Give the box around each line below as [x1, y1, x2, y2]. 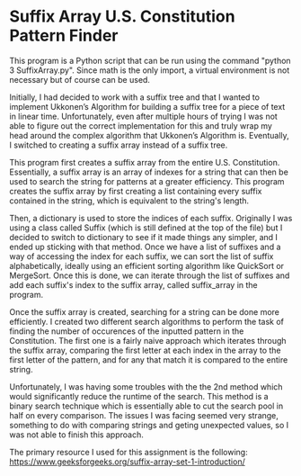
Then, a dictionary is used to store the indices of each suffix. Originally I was [9, 212, 293, 223]
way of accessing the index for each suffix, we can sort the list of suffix [9, 250, 274, 262]
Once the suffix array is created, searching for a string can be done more [9, 306, 280, 317]
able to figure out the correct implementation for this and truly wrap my [9, 120, 272, 131]
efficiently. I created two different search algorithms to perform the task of [9, 316, 285, 327]
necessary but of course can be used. [9, 74, 151, 85]
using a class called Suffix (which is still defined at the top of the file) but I [9, 222, 283, 233]
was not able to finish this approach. [9, 429, 144, 440]
